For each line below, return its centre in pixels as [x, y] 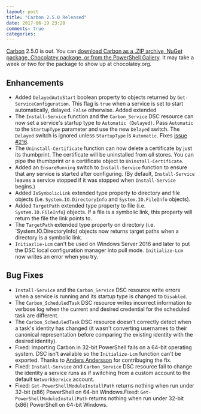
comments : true [25, 28]
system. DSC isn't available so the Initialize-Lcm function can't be [98, 353]
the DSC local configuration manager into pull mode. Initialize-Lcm [99, 250]
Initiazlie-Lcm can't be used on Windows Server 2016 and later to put [102, 244]
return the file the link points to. [54, 218]
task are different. [36, 315]
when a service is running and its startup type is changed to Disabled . [101, 296]
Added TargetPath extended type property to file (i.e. [80, 205]
